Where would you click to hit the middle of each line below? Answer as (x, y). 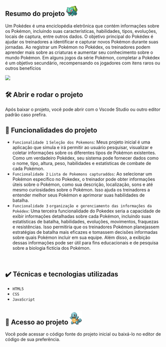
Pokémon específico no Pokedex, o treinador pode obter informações (84, 179)
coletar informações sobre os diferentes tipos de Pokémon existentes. (84, 153)
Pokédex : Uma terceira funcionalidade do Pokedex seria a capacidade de (86, 211)
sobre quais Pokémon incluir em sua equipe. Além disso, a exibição (81, 238)
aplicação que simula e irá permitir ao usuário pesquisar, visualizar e (83, 148)
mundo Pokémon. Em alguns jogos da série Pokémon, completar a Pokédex (83, 57)
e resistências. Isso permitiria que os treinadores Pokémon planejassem (86, 227)
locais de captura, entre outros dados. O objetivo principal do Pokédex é (79, 36)
